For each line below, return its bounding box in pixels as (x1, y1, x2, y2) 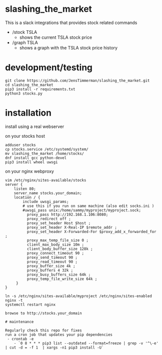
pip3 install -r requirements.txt (5, 87, 76, 92)
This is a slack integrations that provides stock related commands (5, 20, 138, 25)
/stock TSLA (12, 29, 38, 35)
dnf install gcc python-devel (5, 155, 67, 160)
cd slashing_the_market (5, 82, 54, 87)
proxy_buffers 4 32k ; (26, 268, 73, 273)
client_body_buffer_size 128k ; (26, 246, 93, 251)
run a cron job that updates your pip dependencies (5, 332, 113, 337)
